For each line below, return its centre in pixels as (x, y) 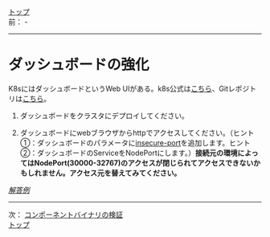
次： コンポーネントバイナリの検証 (65, 215)
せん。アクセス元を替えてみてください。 (115, 173)
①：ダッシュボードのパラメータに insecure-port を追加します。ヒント (135, 142)
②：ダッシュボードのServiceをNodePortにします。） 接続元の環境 (129, 153)
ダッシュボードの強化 (79, 65)
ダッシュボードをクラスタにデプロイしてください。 (104, 116)
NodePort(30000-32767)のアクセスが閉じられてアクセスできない (144, 162)
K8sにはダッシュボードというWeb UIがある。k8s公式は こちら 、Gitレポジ (129, 88)
